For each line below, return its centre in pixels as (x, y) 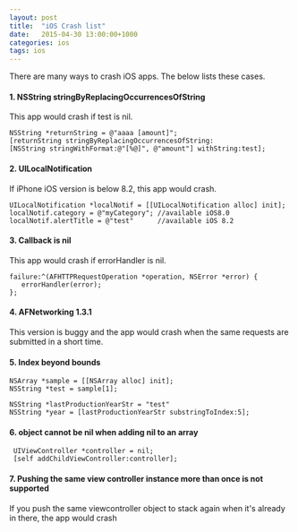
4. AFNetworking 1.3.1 (51, 312)
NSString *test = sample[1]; (64, 389)
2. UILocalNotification (51, 168)
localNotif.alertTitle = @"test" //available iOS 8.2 (122, 220)
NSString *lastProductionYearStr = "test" (89, 405)
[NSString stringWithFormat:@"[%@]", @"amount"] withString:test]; (138, 149)
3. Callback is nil (40, 240)
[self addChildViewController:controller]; (95, 459)
